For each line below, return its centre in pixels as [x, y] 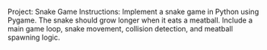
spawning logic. [34, 37]
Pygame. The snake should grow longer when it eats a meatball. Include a [130, 20]
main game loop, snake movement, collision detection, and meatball [120, 29]
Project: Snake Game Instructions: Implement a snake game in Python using [133, 12]
